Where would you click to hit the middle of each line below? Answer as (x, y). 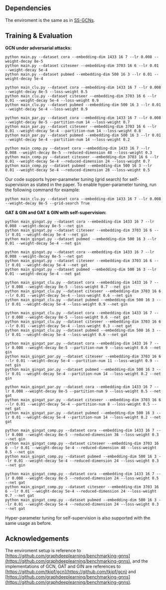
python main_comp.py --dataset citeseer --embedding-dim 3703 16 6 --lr (82, 157)
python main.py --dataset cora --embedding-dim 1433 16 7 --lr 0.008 (79, 57)
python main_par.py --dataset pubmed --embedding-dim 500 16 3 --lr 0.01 (83, 135)
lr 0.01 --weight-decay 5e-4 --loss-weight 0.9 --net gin (66, 304)
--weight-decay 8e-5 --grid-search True (48, 203)
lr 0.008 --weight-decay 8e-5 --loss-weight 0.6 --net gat (68, 317)
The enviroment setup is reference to (43, 551)
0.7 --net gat (20, 496)
